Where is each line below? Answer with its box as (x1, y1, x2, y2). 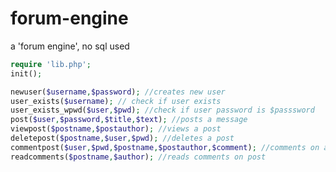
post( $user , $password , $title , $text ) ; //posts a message (10, 115, 248, 125)
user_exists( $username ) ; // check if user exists (10, 96, 222, 106)
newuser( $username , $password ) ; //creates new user (10, 87, 226, 97)
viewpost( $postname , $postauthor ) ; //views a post (10, 124, 222, 134)
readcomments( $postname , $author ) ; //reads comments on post (10, 152, 267, 162)
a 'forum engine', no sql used (10, 40, 130, 52)
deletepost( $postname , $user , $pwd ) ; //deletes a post (10, 133, 235, 144)
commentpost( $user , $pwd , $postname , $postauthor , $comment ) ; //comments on (10, 142, 320, 152)
